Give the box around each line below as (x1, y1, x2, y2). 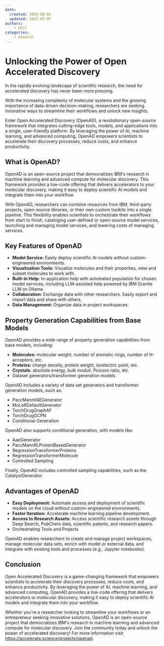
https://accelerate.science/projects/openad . (5, 635, 94, 641)
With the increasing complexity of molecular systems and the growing (5, 97, 146, 103)
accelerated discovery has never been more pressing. (5, 88, 114, 94)
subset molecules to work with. (12, 270, 75, 276)
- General (14, 35, 34, 40)
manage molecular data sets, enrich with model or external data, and (5, 541, 144, 547)
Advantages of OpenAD (5, 487, 79, 495)
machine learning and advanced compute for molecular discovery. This (5, 176, 149, 182)
